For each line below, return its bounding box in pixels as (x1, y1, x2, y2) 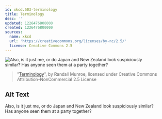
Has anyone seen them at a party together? (5, 108, 92, 114)
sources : (5, 30, 23, 34)
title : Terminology (5, 12, 45, 17)
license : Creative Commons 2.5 (9, 43, 73, 48)
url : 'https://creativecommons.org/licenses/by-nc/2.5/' (9, 39, 127, 44)
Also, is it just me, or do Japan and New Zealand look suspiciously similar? (5, 103, 154, 109)
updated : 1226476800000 (5, 20, 53, 26)
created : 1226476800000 (5, 25, 53, 30)
